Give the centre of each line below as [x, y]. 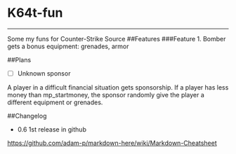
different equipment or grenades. [55, 102]
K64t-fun [35, 13]
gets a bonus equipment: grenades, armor [68, 46]
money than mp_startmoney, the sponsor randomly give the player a [106, 95]
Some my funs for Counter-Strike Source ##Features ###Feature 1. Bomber [117, 38]
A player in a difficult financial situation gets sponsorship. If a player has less [118, 87]
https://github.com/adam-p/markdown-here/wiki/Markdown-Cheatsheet [112, 143]
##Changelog [27, 116]
